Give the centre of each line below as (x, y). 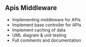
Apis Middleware (31, 8)
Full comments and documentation (46, 40)
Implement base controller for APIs (47, 25)
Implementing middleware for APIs (46, 19)
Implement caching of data (39, 30)
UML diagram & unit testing (39, 35)
